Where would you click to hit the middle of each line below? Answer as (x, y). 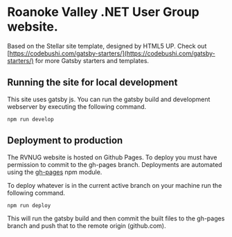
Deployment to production (65, 140)
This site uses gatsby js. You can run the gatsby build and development (109, 99)
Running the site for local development (92, 83)
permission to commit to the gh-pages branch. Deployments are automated (115, 164)
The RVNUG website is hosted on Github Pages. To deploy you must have (112, 157)
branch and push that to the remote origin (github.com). (87, 225)
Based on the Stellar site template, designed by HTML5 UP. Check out (107, 46)
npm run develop (30, 119)
